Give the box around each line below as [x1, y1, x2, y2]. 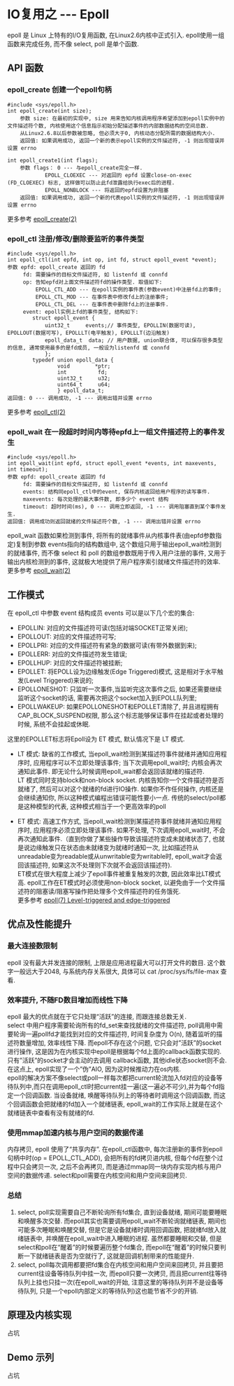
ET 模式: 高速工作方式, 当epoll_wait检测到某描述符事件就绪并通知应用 [17, 817, 216, 826]
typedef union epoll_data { [32, 356, 114, 363]
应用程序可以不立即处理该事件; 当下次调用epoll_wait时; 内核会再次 [33, 758, 222, 767]
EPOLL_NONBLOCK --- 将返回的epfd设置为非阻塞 [44, 186, 169, 193]
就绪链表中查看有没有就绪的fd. [7, 1109, 95, 1117]
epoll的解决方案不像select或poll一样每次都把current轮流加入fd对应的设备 [7, 1074, 217, 1082]
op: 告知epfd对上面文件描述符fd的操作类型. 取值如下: [22, 278, 163, 286]
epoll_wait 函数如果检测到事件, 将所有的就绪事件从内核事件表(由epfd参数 [7, 532, 216, 540]
